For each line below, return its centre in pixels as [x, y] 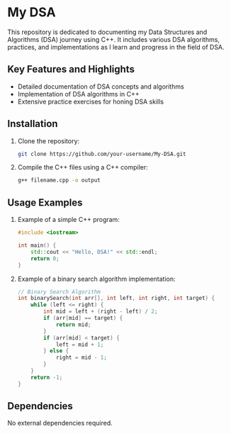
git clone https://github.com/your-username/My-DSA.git [102, 154]
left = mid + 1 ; [80, 345]
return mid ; [73, 324]
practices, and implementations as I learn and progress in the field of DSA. [116, 47]
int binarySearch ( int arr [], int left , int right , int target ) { [116, 299]
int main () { [37, 245]
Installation [33, 124]
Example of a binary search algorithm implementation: [96, 279]
